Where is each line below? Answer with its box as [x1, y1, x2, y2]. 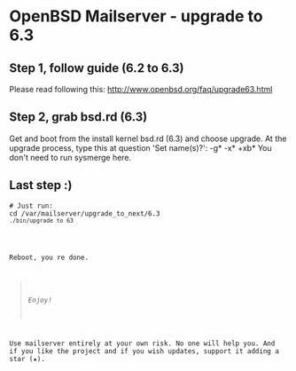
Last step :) [9, 178, 73, 193]
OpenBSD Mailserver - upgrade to [9, 6, 263, 27]
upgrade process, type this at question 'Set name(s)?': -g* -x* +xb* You [9, 142, 272, 153]
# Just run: [9, 201, 53, 210]
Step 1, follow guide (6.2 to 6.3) [9, 60, 184, 75]
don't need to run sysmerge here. [9, 152, 132, 162]
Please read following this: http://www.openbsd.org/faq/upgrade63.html [9, 84, 273, 94]
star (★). [9, 354, 46, 363]
